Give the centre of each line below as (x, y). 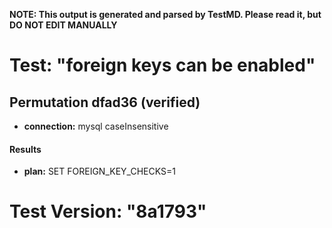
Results (25, 149)
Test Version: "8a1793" (108, 211)
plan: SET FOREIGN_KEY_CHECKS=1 (99, 171)
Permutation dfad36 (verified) (105, 102)
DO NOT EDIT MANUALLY (63, 25)
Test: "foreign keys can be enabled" (162, 65)
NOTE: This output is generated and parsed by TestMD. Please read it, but (165, 14)
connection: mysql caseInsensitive (96, 126)
